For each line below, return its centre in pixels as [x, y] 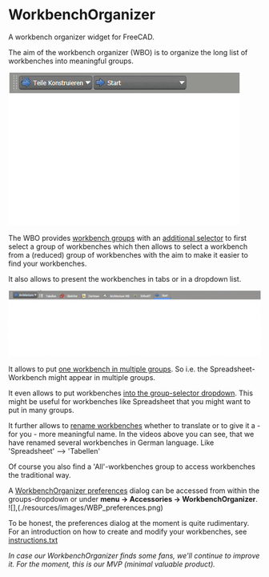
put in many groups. [41, 410]
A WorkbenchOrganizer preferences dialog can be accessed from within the [134, 491]
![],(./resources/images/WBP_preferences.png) [86, 507]
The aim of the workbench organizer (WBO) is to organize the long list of [128, 52]
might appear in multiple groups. [102, 377]
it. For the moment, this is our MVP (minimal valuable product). [112, 564]
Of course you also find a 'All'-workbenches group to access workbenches [132, 467]
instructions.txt [33, 540]
